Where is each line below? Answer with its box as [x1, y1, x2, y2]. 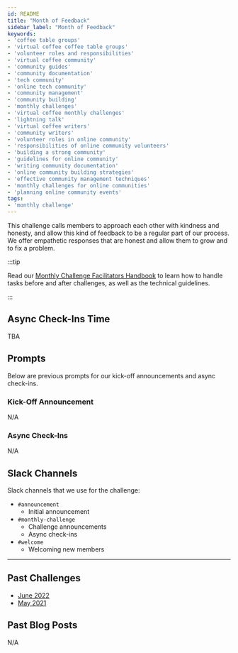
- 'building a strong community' [7, 149, 106, 156]
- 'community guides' [7, 63, 72, 70]
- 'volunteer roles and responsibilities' [7, 50, 135, 57]
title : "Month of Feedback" [7, 17, 91, 24]
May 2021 [17, 598, 47, 607]
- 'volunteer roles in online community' [7, 136, 132, 143]
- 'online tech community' [7, 83, 87, 90]
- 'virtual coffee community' [7, 57, 97, 64]
